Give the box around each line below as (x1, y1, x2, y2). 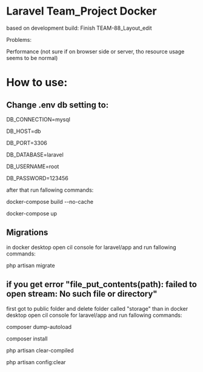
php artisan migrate (6, 262, 56, 269)
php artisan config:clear (6, 358, 66, 365)
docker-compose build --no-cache (6, 198, 94, 205)
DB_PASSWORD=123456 (6, 174, 68, 181)
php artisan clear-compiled (6, 347, 74, 354)
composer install (6, 335, 48, 342)
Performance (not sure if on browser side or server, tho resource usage (6, 47, 185, 55)
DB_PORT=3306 (6, 139, 47, 146)
